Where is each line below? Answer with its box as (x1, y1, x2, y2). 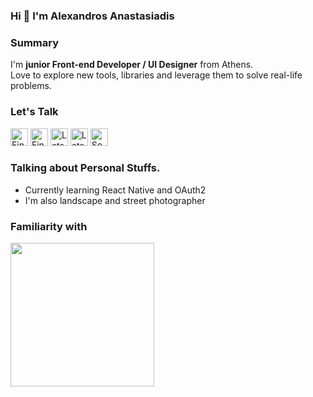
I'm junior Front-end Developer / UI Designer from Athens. (10, 59, 254, 71)
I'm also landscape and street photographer (24, 194, 206, 206)
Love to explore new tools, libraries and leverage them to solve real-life (10, 69, 303, 81)
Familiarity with (10, 219, 88, 233)
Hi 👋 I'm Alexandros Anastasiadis (10, 9, 175, 23)
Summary (10, 35, 60, 49)
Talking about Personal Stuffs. (10, 161, 161, 175)
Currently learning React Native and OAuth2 (24, 184, 207, 196)
